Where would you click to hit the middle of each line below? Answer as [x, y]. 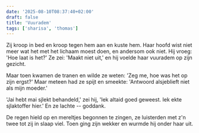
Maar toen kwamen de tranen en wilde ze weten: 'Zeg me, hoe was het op [97, 75]
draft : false [22, 17]
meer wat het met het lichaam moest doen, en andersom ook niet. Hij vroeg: [99, 52]
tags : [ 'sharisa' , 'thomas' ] [42, 28]
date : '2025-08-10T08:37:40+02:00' [50, 12]
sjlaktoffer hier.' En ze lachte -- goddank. [56, 106]
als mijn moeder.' [27, 88]
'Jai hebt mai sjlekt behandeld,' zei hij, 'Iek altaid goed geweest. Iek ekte [94, 100]
